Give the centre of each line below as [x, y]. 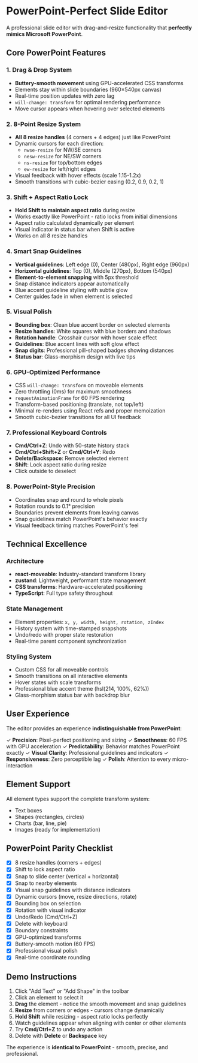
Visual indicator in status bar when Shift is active [75, 230]
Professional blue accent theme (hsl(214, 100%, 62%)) [82, 688]
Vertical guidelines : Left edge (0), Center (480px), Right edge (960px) [102, 264]
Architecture [25, 561]
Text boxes [28, 810]
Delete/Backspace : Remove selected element [71, 458]
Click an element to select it [49, 998]
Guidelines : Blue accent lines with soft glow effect [77, 344]
